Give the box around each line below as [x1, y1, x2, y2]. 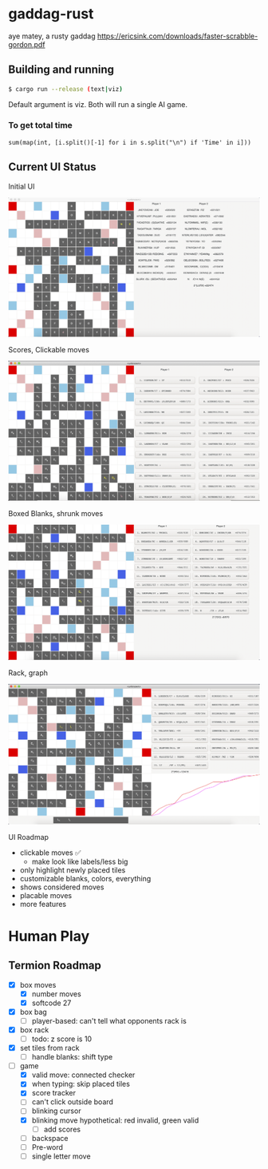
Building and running [8, 63, 114, 77]
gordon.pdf [8, 39, 45, 49]
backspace [31, 1133, 69, 1143]
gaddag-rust [8, 5, 94, 23]
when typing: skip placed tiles [31, 1080, 130, 1089]
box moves [19, 980, 57, 989]
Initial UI [8, 181, 35, 191]
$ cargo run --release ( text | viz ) [8, 85, 124, 93]
